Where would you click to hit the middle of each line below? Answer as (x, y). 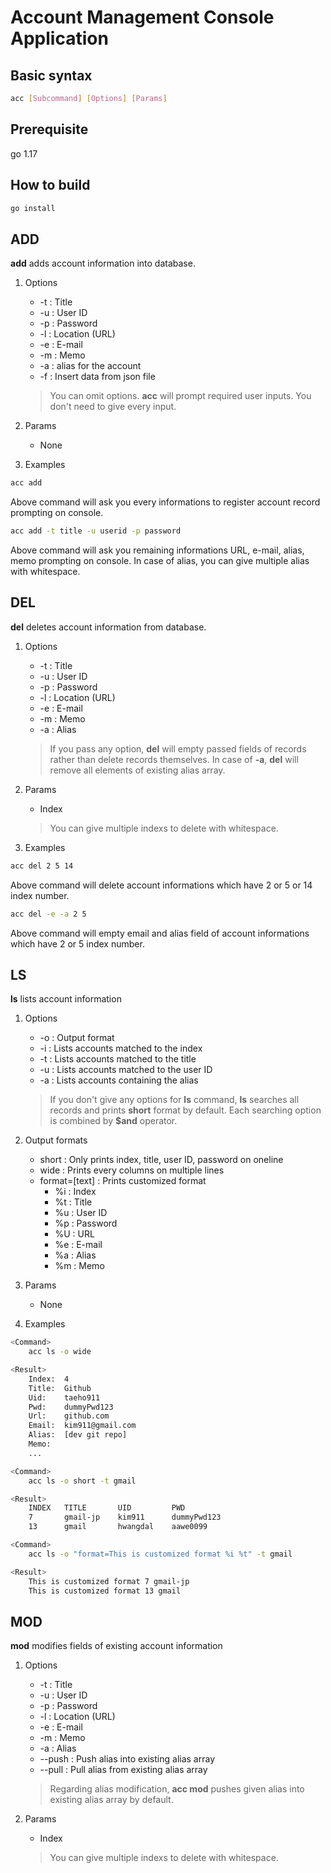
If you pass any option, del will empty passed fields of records (178, 748)
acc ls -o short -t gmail (82, 1481)
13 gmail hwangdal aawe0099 (118, 1527)
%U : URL (74, 1234)
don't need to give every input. (113, 407)
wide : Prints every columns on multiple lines (132, 1170)
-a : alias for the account (90, 366)
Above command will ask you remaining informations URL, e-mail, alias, (157, 550)
